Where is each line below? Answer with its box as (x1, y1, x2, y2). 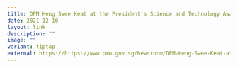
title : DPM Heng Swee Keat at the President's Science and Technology (7, 10, 220, 18)
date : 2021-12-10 (7, 17, 59, 24)
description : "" (7, 30, 55, 38)
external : (7, 50, 37, 57)
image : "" (7, 37, 37, 44)
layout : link (7, 23, 46, 30)
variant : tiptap (7, 43, 55, 50)
